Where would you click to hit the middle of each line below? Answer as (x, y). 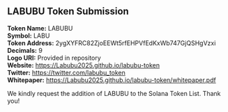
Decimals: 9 (25, 50)
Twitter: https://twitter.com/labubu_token (66, 72)
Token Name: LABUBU (40, 28)
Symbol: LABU (29, 35)
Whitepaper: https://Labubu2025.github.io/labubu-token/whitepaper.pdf (112, 80)
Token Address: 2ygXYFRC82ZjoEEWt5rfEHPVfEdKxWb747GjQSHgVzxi (112, 43)
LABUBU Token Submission (68, 11)
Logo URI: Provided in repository (54, 58)
